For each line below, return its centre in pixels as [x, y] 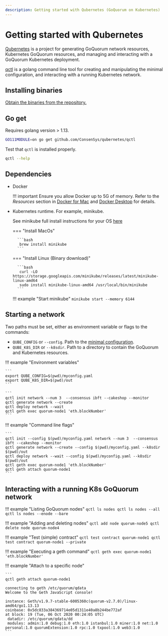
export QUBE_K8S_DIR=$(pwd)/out [39, 380]
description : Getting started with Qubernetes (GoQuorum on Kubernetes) [83, 10]
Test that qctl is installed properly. [41, 150]
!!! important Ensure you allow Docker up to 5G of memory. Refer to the [86, 196]
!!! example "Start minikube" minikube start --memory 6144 [73, 299]
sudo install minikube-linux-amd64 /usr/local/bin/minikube [83, 285]
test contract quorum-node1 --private [46, 542]
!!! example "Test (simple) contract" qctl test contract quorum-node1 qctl [83, 537]
